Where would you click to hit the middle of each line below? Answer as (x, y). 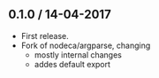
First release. (45, 35)
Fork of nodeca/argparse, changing (86, 45)
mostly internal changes (78, 55)
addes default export (72, 64)
